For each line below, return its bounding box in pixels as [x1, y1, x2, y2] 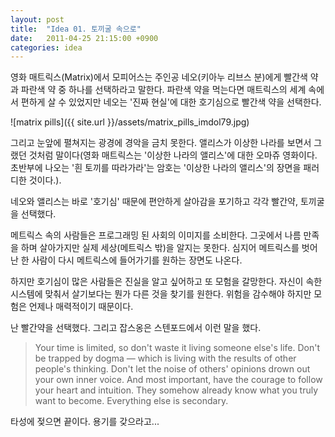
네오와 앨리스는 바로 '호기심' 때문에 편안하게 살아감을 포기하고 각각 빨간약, [10, 196, 299, 208]
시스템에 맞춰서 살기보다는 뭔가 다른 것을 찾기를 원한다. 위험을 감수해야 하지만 [10, 288, 312, 300]
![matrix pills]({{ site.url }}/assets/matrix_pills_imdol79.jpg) [10, 116, 250, 128]
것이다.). [28, 174, 62, 186]
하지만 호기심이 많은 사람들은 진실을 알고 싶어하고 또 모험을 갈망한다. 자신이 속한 [10, 276, 323, 288]
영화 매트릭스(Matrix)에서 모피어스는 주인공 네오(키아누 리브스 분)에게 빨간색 [10, 71, 308, 83]
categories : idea [10, 42, 83, 53]
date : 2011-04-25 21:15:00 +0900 [10, 33, 159, 43]
